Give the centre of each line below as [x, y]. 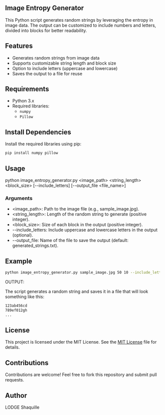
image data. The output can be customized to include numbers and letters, [81, 25]
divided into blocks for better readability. [46, 30]
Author [16, 396]
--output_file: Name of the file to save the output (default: [70, 241]
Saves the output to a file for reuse [47, 73]
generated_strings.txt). [35, 245]
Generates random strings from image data [56, 58]
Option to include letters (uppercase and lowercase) [65, 68]
